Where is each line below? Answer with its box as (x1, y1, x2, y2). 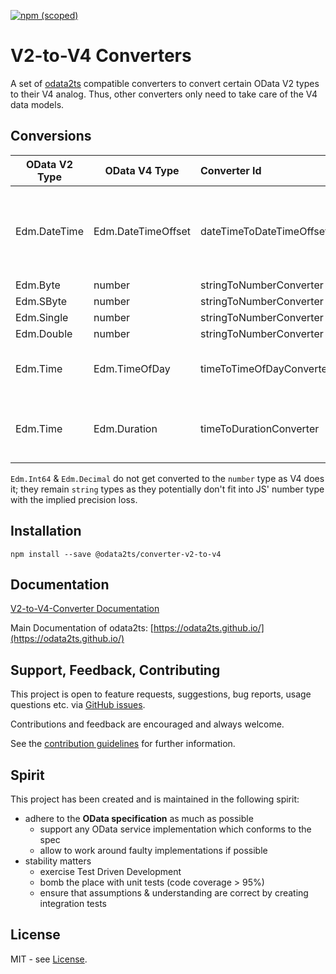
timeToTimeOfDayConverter (200, 361, 332, 375)
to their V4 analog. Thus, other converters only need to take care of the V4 (10, 88, 318, 100)
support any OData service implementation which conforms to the (39, 823, 312, 835)
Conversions (10, 128, 92, 145)
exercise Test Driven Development (39, 866, 182, 877)
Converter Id (200, 163, 262, 177)
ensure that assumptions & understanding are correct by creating (39, 887, 309, 899)
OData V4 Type (104, 163, 180, 177)
